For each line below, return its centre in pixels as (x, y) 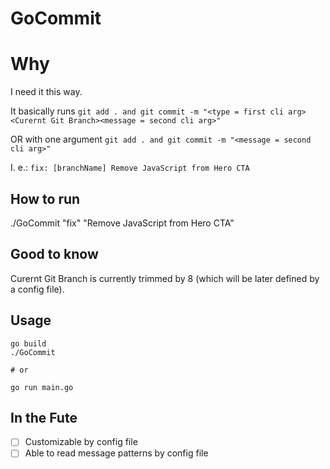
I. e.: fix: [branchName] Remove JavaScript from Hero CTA (130, 168)
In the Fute (44, 417)
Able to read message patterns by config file (116, 453)
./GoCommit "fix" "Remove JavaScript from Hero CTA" (122, 223)
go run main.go (42, 387)
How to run (45, 198)
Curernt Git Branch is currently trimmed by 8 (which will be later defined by (165, 278)
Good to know (54, 254)
